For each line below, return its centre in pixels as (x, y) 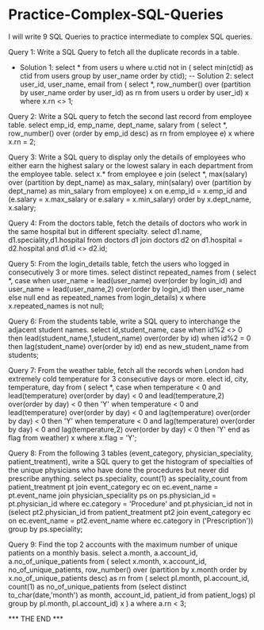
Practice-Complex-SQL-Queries (116, 15)
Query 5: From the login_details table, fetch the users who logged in (119, 263)
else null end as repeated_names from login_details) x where (107, 297)
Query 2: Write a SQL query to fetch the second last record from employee (130, 116)
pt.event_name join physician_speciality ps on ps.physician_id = (112, 495)
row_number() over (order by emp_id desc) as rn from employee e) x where (132, 133)
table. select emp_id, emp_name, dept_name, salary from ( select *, (118, 125)
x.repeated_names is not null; (56, 305)
